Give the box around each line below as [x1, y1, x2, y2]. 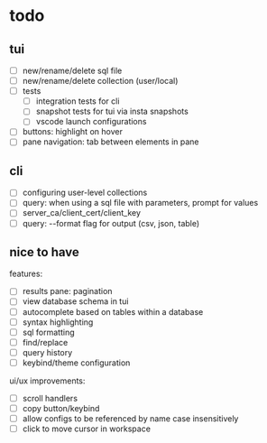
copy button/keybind [22, 402, 100, 413]
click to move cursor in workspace [22, 423, 152, 434]
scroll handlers [22, 392, 78, 403]
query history [22, 346, 73, 357]
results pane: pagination [22, 286, 113, 297]
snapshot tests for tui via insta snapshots [35, 106, 189, 117]
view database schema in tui [22, 296, 129, 307]
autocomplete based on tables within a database [22, 306, 204, 317]
